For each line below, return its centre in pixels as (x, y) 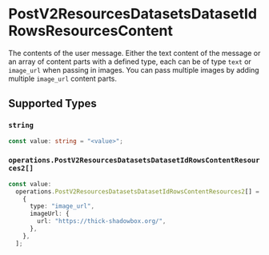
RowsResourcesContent (91, 31)
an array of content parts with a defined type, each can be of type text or (130, 62)
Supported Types (53, 104)
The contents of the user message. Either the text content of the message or (134, 53)
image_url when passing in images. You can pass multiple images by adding (134, 70)
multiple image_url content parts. (63, 78)
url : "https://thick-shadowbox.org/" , (102, 221)
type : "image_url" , (62, 206)
